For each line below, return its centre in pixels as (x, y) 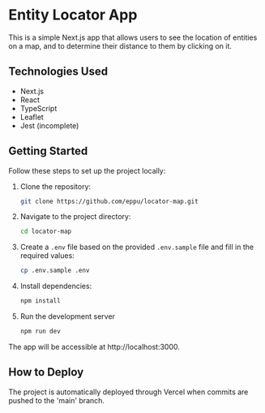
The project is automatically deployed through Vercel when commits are (128, 392)
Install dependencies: (56, 286)
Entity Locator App (73, 15)
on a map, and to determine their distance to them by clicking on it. (120, 45)
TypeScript (38, 108)
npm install (40, 301)
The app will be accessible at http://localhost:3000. (94, 346)
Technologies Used (58, 72)
